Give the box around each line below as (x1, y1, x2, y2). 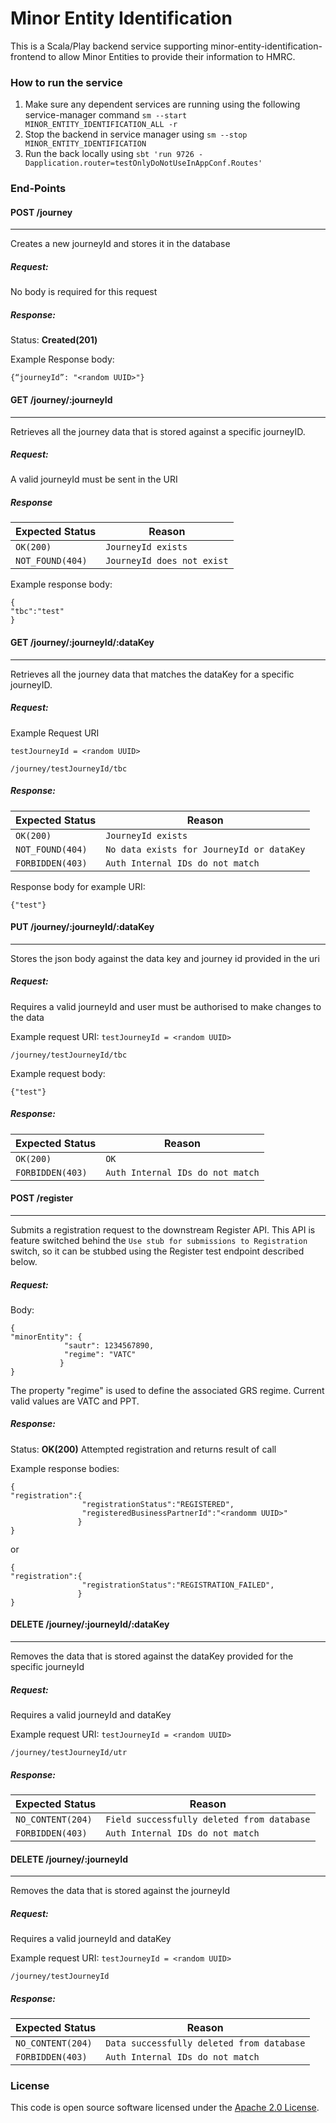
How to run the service (10, 75, 123, 89)
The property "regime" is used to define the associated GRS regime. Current (10, 1384, 325, 1396)
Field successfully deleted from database (105, 1814, 311, 1825)
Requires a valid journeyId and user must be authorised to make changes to (10, 1000, 322, 1012)
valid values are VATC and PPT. (10, 1395, 140, 1407)
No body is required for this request (10, 286, 158, 298)
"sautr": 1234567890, (63, 1340, 155, 1351)
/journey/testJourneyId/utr (10, 1748, 128, 1758)
